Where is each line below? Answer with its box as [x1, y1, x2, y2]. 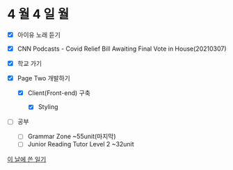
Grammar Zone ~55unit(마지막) [27, 133, 116, 141]
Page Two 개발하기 [17, 74, 71, 83]
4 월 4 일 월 [7, 6, 70, 22]
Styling [38, 103, 58, 111]
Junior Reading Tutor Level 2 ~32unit [27, 140, 134, 148]
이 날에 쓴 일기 [7, 155, 47, 163]
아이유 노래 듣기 [17, 31, 61, 39]
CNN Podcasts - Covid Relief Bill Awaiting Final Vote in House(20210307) [17, 44, 227, 53]
